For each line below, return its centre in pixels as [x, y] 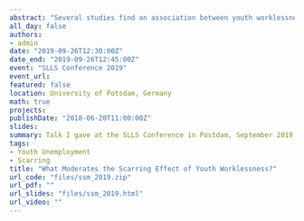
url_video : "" [36, 203]
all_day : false [38, 26]
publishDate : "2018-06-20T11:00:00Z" [81, 118]
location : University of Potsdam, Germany [90, 93]
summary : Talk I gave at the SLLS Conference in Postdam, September [141, 135]
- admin [24, 43]
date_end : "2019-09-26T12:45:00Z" [75, 60]
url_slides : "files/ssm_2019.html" [76, 194]
